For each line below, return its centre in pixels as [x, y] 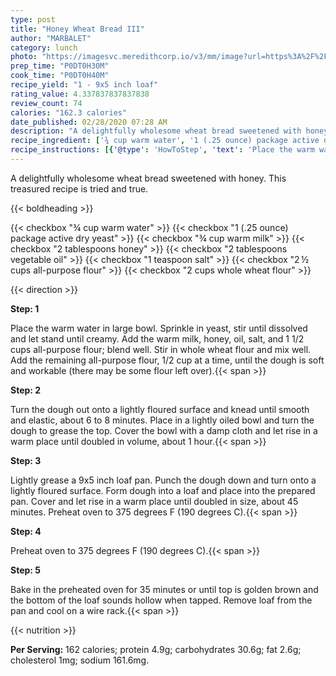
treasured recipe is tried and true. [79, 188]
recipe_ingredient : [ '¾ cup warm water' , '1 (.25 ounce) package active [165, 141]
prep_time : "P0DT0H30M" [60, 66]
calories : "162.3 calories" [69, 112]
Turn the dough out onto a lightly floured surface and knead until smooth [160, 409]
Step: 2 [26, 390]
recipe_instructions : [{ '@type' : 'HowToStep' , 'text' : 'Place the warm [162, 150]
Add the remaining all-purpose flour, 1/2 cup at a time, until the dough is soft [167, 360]
